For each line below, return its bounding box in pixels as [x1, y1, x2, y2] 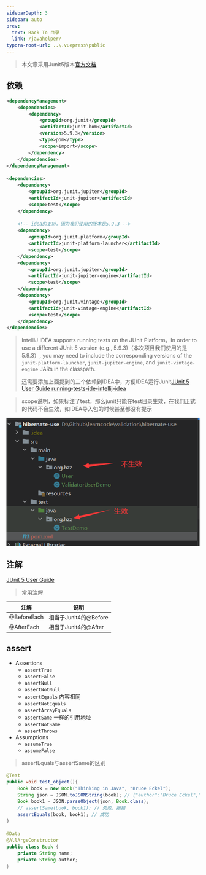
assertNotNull [24, 687, 61, 693]
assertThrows [24, 728, 58, 734]
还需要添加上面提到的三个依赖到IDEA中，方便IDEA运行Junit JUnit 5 [21, 378, 190, 385]
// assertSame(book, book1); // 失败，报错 [17, 805, 126, 811]
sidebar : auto [6, 16, 43, 23]
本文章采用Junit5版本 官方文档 [21, 61, 97, 68]
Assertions [15, 659, 43, 667]
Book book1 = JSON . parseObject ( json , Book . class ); [17, 798, 150, 804]
